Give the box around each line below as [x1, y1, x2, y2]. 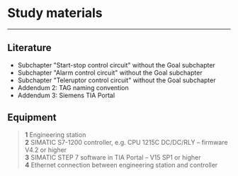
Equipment [7, 111, 57, 123]
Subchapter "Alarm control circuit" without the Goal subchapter [17, 68, 203, 77]
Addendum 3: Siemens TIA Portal [17, 91, 115, 99]
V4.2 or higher [24, 145, 67, 154]
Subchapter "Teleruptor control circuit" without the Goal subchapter [17, 76, 216, 84]
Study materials [7, 5, 103, 21]
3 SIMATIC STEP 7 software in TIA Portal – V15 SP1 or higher [24, 153, 201, 161]
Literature [7, 42, 52, 54]
